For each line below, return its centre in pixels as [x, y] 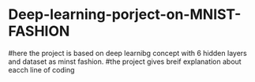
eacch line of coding [41, 69]
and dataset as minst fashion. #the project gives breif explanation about [125, 61]
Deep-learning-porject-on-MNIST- [125, 15]
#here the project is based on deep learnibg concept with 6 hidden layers [127, 53]
